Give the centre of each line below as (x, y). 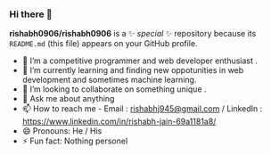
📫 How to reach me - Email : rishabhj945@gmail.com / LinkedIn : (142, 109)
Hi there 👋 (31, 14)
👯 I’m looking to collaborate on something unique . (114, 89)
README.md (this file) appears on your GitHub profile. (103, 44)
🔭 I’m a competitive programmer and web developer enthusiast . (140, 61)
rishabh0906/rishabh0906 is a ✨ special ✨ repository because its (133, 34)
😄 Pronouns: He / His (62, 131)
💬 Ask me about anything (68, 99)
